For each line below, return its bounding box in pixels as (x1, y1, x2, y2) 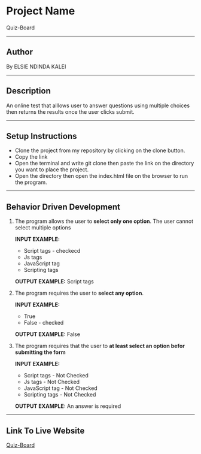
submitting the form (14, 349, 66, 356)
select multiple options (14, 224, 71, 231)
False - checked (23, 319, 64, 326)
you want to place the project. (14, 166, 89, 173)
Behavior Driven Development (6, 202, 121, 212)
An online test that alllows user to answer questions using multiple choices (6, 102, 190, 109)
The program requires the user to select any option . (14, 289, 144, 297)
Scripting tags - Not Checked (23, 391, 96, 398)
